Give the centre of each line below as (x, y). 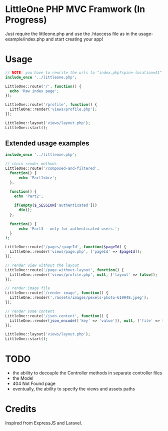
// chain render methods (31, 164)
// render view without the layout (42, 265)
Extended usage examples (47, 143)
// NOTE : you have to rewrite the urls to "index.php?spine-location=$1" (84, 73)
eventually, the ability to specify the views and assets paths (73, 389)
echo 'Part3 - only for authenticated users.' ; (69, 229)
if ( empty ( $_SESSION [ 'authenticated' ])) (56, 205)
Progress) (26, 20)
